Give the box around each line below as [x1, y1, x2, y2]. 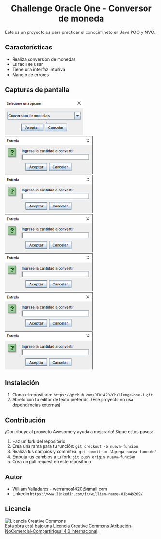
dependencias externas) [12, 402, 61, 408]
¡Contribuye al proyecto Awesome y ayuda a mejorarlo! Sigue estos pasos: [5, 429, 153, 435]
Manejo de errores [12, 71, 49, 78]
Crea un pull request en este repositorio [12, 459, 91, 465]
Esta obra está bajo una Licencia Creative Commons [5, 523, 110, 529]
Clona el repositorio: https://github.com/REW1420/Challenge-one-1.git [12, 392, 153, 397]
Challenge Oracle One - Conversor [10, 3, 152, 14]
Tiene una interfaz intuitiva [12, 66, 65, 72]
